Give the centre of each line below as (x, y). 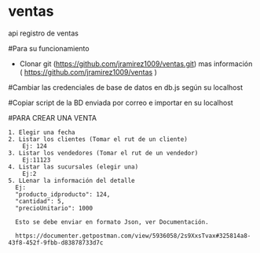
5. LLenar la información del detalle (71, 180)
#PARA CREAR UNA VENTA (52, 117)
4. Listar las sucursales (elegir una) (73, 167)
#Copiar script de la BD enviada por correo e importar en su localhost (121, 102)
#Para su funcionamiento (49, 48)
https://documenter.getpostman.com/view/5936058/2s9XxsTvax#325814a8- (133, 236)
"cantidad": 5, (40, 201)
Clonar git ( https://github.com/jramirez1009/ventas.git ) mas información (136, 63)
